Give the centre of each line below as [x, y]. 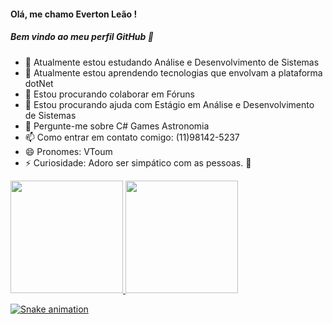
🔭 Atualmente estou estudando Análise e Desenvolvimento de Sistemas [172, 62]
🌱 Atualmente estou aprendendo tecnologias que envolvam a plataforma [173, 72]
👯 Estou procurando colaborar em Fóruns [109, 94]
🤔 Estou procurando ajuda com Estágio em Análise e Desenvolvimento [169, 104]
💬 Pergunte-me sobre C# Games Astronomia [117, 126]
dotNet [39, 83]
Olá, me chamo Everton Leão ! [74, 14]
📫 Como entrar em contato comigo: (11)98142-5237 [132, 137]
